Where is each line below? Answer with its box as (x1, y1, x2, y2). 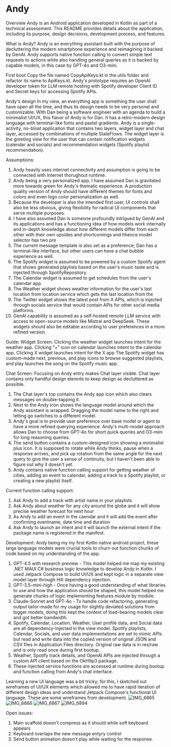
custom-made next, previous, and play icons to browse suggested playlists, (6, 355, 164, 361)
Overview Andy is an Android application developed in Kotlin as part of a (6, 20, 157, 26)
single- (141, 120, 156, 126)
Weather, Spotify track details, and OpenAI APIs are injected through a (13, 652, 160, 658)
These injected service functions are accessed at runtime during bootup (13, 663, 164, 669)
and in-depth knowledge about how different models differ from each (13, 226, 159, 232)
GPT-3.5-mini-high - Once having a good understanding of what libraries (13, 582, 166, 588)
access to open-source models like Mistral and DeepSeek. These (13, 318, 150, 324)
